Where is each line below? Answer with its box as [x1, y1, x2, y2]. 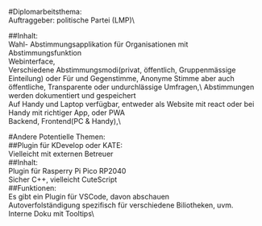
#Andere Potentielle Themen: [8, 132, 106, 142]
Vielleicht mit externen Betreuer [8, 149, 114, 158]
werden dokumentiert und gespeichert [8, 91, 136, 100]
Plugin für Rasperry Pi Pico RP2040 [8, 166, 127, 175]
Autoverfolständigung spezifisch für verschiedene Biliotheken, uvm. [8, 200, 234, 210]
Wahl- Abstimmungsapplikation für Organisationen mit [8, 39, 189, 49]
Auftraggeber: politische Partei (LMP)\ [8, 15, 135, 25]
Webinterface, [8, 56, 56, 66]
